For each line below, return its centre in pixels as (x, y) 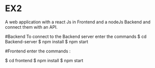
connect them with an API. (31, 27)
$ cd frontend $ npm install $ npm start (44, 60)
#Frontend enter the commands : (38, 51)
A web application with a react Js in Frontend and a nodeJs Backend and (78, 22)
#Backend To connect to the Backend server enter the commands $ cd (76, 36)
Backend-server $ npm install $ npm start (47, 41)
